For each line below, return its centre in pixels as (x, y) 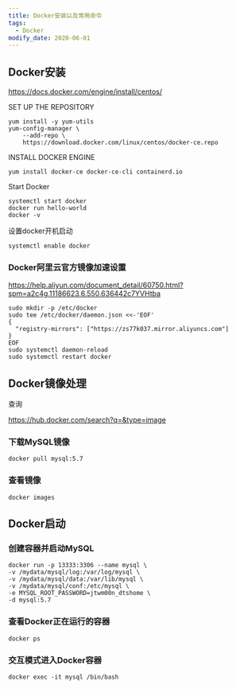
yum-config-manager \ (44, 129)
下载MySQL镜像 (39, 442)
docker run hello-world (48, 208)
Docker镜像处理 (48, 383)
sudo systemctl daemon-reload (58, 350)
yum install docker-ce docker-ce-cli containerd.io (95, 172)
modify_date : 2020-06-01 (49, 38)
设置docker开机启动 (41, 231)
